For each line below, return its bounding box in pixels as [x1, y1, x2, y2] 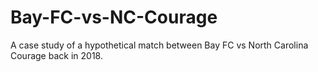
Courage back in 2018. [10, 49, 103, 61]
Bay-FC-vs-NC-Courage [10, 6, 218, 29]
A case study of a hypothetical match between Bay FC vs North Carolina [10, 39, 309, 51]
